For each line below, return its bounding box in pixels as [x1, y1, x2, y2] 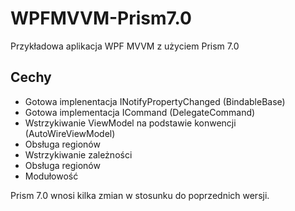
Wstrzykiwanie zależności [24, 148, 133, 161]
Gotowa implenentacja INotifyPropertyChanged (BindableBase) [24, 95, 286, 107]
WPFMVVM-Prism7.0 [10, 7, 192, 30]
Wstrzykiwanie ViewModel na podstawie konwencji [24, 117, 237, 129]
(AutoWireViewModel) [24, 127, 116, 139]
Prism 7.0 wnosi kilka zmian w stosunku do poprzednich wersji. [10, 189, 270, 201]
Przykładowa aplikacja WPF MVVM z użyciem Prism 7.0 [10, 40, 240, 52]
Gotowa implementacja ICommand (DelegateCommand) [24, 106, 256, 118]
